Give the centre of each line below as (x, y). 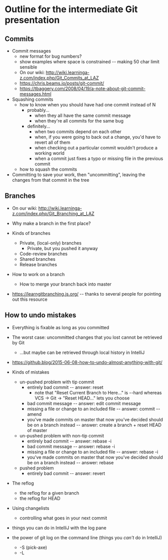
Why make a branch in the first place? (51, 223)
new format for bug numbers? (50, 56)
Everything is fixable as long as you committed (61, 327)
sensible (28, 67)
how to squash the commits (48, 169)
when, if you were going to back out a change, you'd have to (98, 137)
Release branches (38, 264)
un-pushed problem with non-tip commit (62, 435)
